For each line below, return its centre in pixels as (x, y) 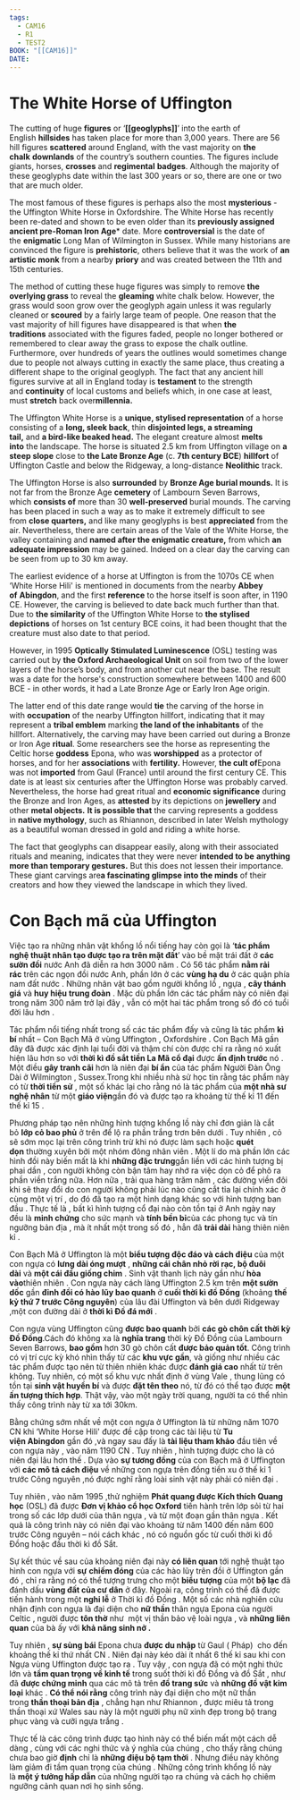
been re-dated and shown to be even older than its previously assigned (142, 221)
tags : (19, 17)
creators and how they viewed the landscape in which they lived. (129, 884)
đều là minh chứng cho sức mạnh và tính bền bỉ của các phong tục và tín (144, 1218)
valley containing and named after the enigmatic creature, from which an (146, 539)
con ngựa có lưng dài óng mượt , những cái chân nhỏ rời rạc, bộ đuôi (137, 1263)
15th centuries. (37, 268)
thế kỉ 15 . (27, 1105)
